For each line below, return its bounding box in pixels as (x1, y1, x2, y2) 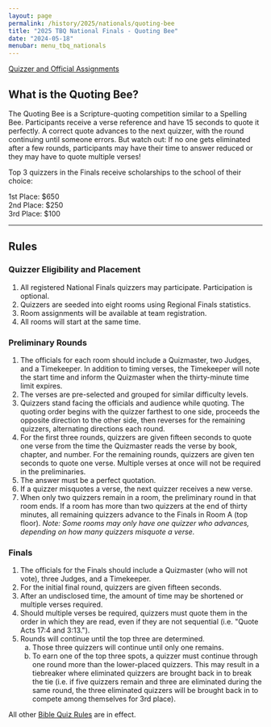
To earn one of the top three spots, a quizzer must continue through (31, 651, 258, 661)
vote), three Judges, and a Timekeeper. (19, 574, 152, 584)
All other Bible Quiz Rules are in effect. (8, 710, 136, 720)
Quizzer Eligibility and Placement (8, 264, 141, 275)
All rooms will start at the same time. (19, 317, 141, 326)
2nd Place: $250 (8, 200, 64, 210)
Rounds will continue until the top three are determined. (19, 634, 206, 644)
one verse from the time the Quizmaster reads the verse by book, (19, 441, 238, 451)
